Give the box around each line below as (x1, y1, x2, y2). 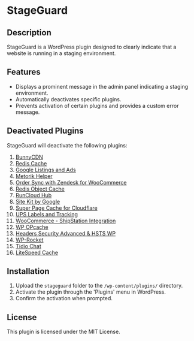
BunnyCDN (15, 153, 44, 161)
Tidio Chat (15, 242, 41, 249)
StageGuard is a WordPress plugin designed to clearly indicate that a (7, 43, 177, 50)
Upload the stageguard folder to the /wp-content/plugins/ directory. (15, 282, 183, 289)
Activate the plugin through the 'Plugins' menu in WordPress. (15, 288, 166, 295)
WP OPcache (15, 223, 48, 231)
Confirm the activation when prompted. (15, 295, 113, 302)
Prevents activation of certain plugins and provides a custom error (15, 102, 179, 109)
